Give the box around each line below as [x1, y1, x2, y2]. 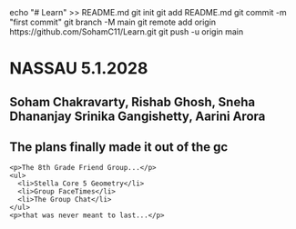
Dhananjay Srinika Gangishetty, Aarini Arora [9, 108, 266, 124]
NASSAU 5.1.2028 [9, 58, 148, 79]
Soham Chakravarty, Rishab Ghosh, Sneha [9, 94, 256, 110]
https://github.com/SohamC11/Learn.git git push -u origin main [9, 26, 244, 37]
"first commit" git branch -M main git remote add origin [9, 16, 217, 27]
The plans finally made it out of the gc [9, 139, 229, 154]
